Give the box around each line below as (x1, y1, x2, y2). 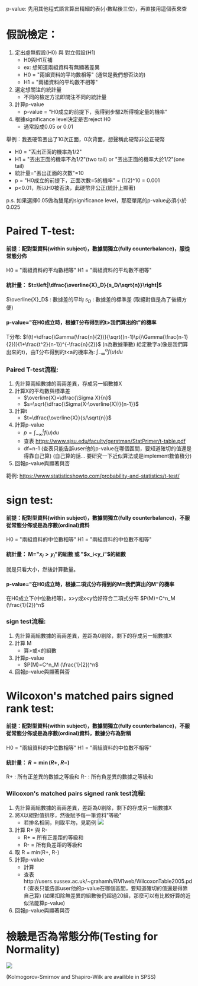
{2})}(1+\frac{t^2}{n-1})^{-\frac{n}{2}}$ (6, 341, 102, 348)
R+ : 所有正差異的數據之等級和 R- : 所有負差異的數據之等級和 (6, 773, 154, 780)
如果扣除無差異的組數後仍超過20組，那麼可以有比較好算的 (44, 892, 186, 899)
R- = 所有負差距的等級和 (23, 841, 83, 848)
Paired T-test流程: (6, 365, 59, 374)
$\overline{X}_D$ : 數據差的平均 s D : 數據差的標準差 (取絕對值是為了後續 (6, 295, 182, 304)
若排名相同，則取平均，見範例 (23, 819, 96, 826)
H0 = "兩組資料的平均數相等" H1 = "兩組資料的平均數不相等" (6, 266, 152, 274)
